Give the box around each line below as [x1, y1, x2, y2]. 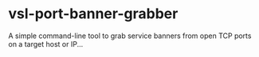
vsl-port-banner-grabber [8, 5, 179, 23]
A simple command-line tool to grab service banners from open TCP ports [8, 31, 252, 40]
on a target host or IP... [8, 39, 84, 48]
